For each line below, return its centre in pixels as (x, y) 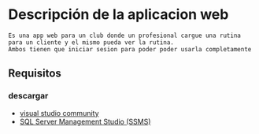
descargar (28, 96)
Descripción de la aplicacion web (118, 15)
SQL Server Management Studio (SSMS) (85, 121)
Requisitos (35, 74)
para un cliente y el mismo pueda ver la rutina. (91, 42)
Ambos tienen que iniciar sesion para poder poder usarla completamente (130, 49)
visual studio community (59, 113)
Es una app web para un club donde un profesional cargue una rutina (125, 35)
